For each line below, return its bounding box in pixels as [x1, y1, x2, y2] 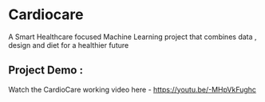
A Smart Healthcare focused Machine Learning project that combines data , [8, 32, 257, 41]
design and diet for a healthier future [8, 40, 129, 49]
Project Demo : [8, 64, 84, 77]
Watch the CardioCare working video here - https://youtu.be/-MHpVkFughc [8, 84, 257, 94]
